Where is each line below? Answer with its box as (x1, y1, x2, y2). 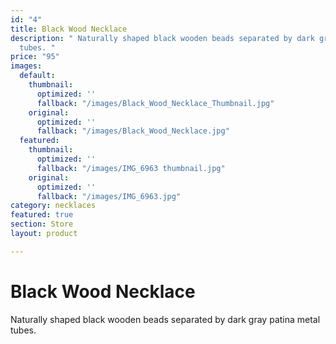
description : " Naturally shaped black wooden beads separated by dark (10, 33, 315, 43)
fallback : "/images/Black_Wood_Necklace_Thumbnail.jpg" (36, 98, 275, 108)
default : (19, 71, 56, 81)
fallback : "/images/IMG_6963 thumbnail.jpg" (36, 163, 226, 173)
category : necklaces (10, 201, 97, 211)
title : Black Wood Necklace (10, 24, 128, 34)
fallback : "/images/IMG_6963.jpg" (36, 191, 182, 201)
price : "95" (10, 52, 60, 62)
